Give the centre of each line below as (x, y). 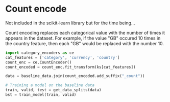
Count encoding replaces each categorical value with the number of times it (85, 32)
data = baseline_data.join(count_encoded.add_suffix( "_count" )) (75, 76)
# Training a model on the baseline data (50, 85)
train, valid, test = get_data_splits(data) (53, 90)
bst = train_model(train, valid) (41, 95)
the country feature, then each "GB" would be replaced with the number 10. (85, 43)
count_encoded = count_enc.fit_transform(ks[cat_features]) (71, 67)
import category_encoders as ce (40, 53)
